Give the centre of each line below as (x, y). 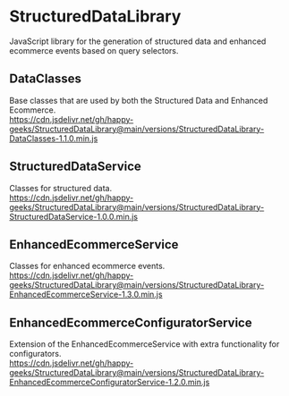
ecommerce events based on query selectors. (94, 50)
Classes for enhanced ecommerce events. (87, 266)
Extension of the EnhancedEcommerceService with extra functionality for (144, 344)
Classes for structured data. (61, 188)
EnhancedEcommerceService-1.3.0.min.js (86, 295)
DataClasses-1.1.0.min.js (54, 138)
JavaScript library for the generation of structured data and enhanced (138, 41)
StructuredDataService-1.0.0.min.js (74, 216)
